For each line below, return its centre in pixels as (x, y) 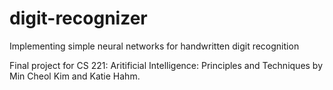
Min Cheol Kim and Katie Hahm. (75, 76)
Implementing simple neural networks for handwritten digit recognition (154, 46)
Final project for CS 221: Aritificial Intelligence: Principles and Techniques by (166, 65)
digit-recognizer (78, 18)
